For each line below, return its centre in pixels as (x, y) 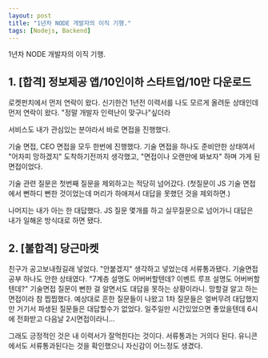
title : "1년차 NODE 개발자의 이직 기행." (70, 23)
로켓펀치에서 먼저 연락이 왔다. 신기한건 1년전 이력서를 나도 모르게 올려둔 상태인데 (133, 103)
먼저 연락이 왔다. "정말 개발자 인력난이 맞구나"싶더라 (90, 113)
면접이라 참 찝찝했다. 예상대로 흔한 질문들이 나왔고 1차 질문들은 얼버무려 (120, 299)
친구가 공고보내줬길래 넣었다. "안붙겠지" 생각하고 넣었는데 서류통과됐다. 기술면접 (133, 269)
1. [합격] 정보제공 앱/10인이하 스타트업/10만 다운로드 (130, 82)
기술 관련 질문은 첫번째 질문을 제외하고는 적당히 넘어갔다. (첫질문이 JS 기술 (125, 184)
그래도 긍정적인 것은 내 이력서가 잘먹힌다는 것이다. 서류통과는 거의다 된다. (122, 336)
